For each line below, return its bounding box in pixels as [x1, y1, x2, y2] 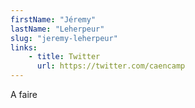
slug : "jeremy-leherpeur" [10, 33, 118, 43]
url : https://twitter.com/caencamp [36, 61, 186, 71]
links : [10, 42, 38, 53]
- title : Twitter [28, 52, 101, 62]
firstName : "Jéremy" [10, 14, 97, 25]
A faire [10, 89, 38, 100]
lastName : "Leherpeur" [10, 24, 105, 34]
